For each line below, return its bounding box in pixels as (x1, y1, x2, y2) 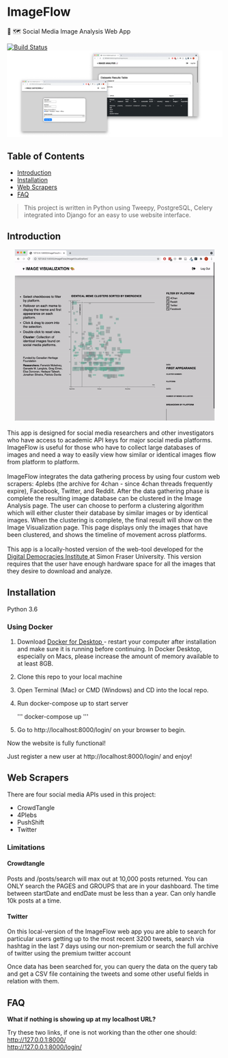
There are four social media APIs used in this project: (7, 790, 156, 798)
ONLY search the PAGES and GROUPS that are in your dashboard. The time (7, 881, 219, 890)
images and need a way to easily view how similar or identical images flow (7, 450, 216, 459)
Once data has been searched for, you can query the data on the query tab (7, 963, 218, 971)
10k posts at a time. (7, 896, 61, 905)
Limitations (7, 842, 46, 852)
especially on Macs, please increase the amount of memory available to (16, 652, 219, 660)
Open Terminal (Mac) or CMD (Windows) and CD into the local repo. (16, 685, 210, 694)
